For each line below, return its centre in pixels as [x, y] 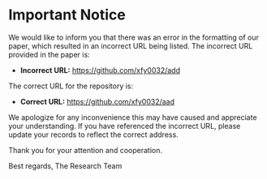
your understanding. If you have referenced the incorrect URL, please [125, 126]
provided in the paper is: [50, 54]
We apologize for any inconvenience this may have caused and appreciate [133, 117]
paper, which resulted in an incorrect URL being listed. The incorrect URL [131, 45]
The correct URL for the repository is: [71, 86]
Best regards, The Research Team [65, 166]
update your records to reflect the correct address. [93, 134]
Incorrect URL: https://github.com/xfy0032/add [100, 70]
